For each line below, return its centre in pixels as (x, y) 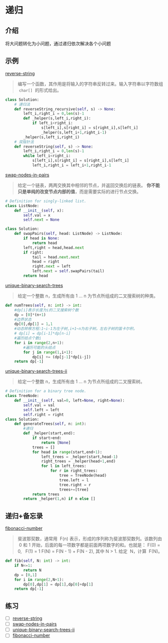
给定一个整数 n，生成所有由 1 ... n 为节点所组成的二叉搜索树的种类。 (88, 296)
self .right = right (44, 414)
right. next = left (51, 267)
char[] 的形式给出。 (40, 90)
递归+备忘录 (24, 516)
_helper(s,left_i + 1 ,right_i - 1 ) (74, 132)
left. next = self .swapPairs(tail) (68, 271)
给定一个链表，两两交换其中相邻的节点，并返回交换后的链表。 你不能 (89, 185)
